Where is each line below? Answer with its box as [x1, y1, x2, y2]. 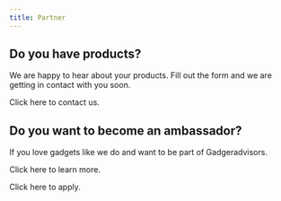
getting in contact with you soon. [9, 80, 131, 91]
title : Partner [9, 13, 66, 22]
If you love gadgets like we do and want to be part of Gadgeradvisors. [9, 147, 268, 158]
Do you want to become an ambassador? [9, 123, 242, 138]
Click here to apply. [9, 181, 81, 193]
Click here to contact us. [9, 97, 101, 108]
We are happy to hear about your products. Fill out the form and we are [9, 70, 272, 81]
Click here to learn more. [9, 164, 101, 175]
